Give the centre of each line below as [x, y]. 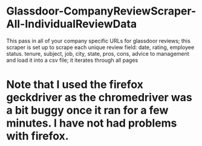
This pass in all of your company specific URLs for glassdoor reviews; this [98, 41]
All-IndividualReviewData [72, 24]
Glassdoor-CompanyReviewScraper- [101, 11]
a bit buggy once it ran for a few [87, 111]
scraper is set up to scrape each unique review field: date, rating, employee [100, 47]
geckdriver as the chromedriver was [99, 98]
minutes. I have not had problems [92, 123]
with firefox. [37, 136]
